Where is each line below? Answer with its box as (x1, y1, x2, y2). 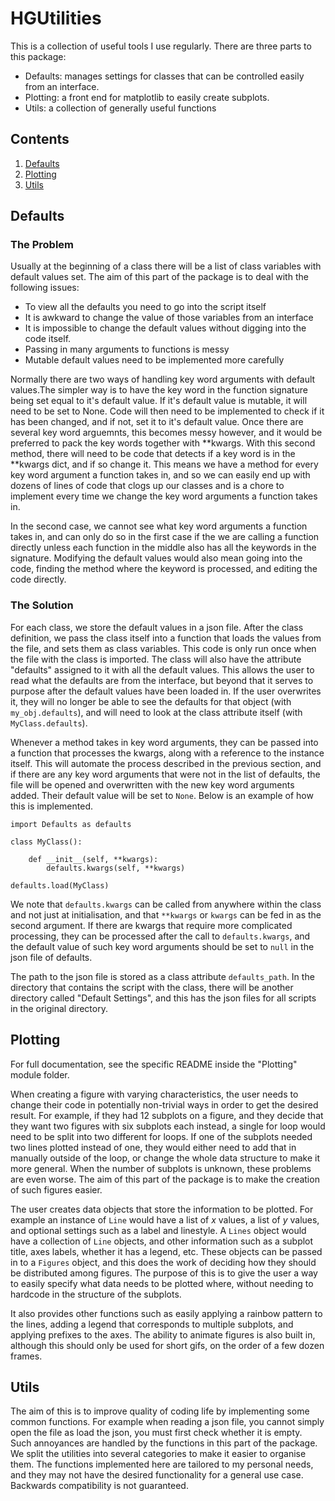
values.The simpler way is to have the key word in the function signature (10, 384, 308, 396)
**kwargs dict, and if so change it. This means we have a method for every (10, 458, 319, 471)
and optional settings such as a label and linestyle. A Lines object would (10, 1224, 307, 1236)
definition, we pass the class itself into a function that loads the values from (10, 632, 322, 644)
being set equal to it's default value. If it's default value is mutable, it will (10, 395, 308, 407)
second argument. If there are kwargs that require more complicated (10, 919, 293, 931)
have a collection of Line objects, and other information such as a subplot (10, 1235, 314, 1247)
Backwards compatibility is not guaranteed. (10, 1480, 189, 1492)
